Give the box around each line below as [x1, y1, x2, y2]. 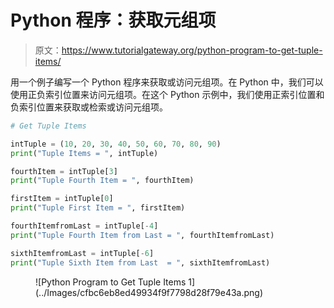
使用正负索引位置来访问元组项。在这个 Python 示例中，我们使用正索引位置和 [10, 88, 325, 100]
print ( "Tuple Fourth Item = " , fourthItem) [10, 176, 195, 186]
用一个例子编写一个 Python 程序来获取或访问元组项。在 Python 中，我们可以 [10, 76, 324, 88]
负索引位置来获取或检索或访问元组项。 [10, 101, 168, 113]
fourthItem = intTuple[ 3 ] [10, 166, 118, 176]
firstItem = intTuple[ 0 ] [10, 194, 114, 204]
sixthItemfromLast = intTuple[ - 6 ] [10, 248, 155, 258]
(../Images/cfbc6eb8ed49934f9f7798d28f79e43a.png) [35, 286, 264, 298]
